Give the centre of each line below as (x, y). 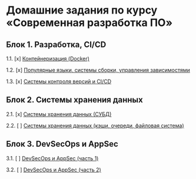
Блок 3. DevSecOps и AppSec (62, 144)
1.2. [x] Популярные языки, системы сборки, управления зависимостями (98, 70)
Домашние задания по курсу (82, 10)
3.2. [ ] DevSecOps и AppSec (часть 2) (54, 170)
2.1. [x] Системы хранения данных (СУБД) (59, 114)
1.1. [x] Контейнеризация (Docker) (48, 59)
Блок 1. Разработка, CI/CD (56, 44)
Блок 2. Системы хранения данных (74, 100)
